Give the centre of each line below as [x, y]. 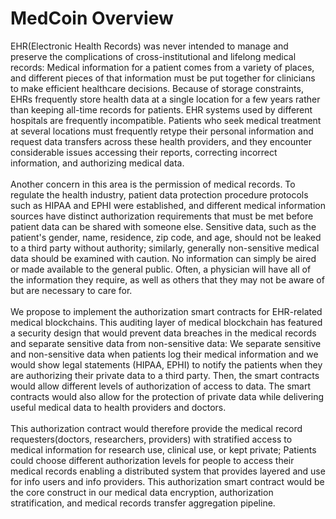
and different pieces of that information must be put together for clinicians [163, 78]
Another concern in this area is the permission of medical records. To [153, 184]
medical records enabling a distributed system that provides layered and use [168, 471]
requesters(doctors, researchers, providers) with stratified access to [151, 439]
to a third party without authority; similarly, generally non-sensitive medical [165, 248]
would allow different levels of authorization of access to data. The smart [161, 386]
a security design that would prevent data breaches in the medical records [163, 333]
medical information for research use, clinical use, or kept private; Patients [163, 449]
